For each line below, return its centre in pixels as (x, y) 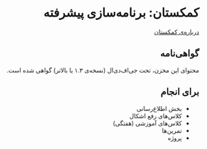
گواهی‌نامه (179, 53)
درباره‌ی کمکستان (177, 32)
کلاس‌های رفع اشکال (156, 116)
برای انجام (180, 92)
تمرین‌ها (172, 130)
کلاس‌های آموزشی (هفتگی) (147, 123)
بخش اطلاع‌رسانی (159, 108)
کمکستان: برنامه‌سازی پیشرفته (121, 13)
